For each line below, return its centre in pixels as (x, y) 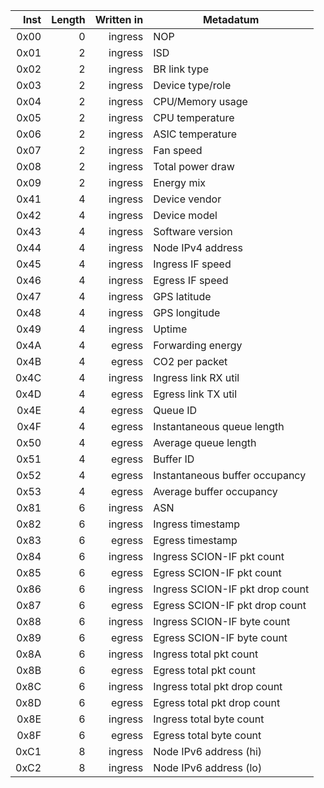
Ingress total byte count (209, 719)
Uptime (170, 329)
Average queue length (205, 442)
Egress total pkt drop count (217, 702)
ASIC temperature (195, 134)
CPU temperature (194, 117)
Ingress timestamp (196, 524)
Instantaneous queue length (219, 426)
